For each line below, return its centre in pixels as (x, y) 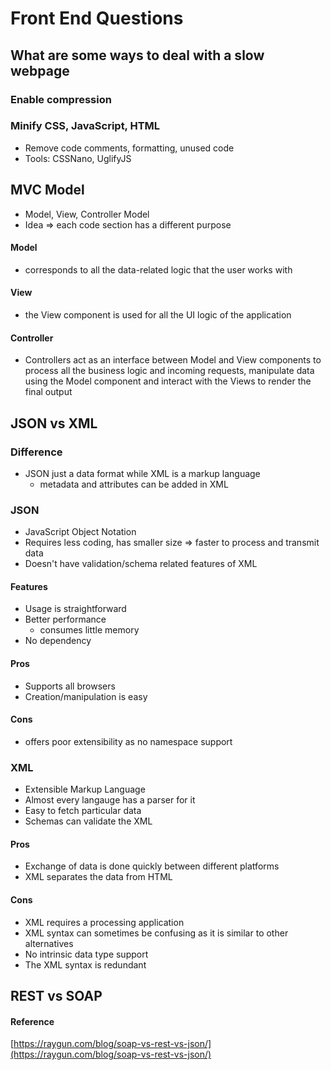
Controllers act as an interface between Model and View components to (173, 360)
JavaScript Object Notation (80, 532)
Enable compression (61, 99)
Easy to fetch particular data (83, 811)
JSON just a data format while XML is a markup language (142, 473)
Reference (32, 1021)
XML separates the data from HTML (98, 877)
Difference (36, 452)
